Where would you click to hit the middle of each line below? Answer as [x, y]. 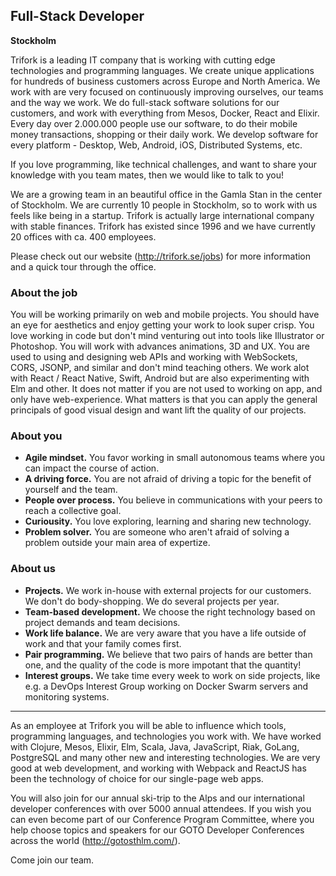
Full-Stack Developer [77, 16]
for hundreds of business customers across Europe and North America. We [165, 81]
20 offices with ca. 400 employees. [83, 236]
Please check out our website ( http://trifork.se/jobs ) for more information [161, 256]
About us [33, 569]
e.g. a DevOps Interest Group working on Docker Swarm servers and [166, 686]
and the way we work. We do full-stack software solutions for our [145, 102]
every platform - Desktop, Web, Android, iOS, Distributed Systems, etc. [156, 145]
